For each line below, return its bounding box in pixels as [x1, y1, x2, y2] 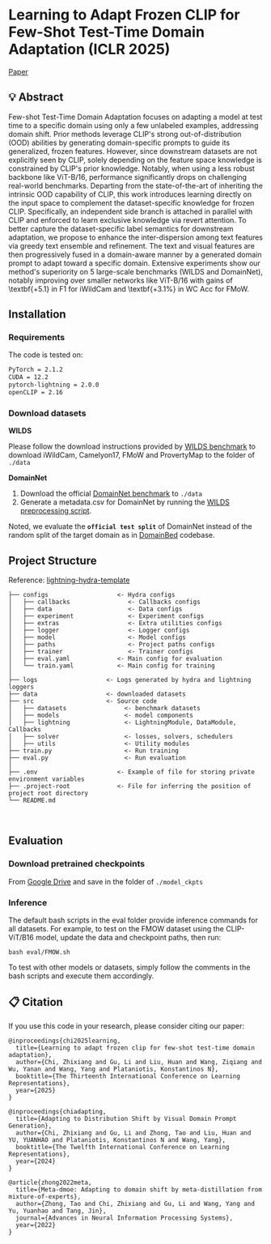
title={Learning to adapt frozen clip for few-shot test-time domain [15, 1043, 255, 1052]
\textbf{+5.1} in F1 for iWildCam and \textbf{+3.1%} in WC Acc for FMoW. [8, 283, 249, 293]
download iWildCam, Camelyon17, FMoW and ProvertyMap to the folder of [8, 450, 256, 460]
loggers [8, 683, 35, 692]
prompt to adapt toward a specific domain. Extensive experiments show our [8, 258, 260, 268]
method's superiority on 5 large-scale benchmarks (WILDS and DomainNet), [8, 266, 263, 276]
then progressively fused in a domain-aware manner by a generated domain [8, 249, 262, 259]
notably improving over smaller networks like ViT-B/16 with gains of [8, 275, 233, 285]
